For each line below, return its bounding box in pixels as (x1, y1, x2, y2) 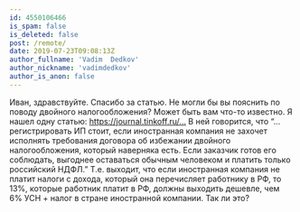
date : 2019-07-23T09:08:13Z (9, 47, 116, 56)
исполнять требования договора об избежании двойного (9, 134, 231, 145)
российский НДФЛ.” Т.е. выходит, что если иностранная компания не (9, 163, 280, 174)
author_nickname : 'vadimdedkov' (9, 64, 131, 73)
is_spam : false (9, 22, 67, 31)
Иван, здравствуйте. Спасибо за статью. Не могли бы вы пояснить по (9, 97, 280, 107)
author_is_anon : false (9, 72, 95, 81)
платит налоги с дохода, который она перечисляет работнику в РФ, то (9, 173, 282, 184)
